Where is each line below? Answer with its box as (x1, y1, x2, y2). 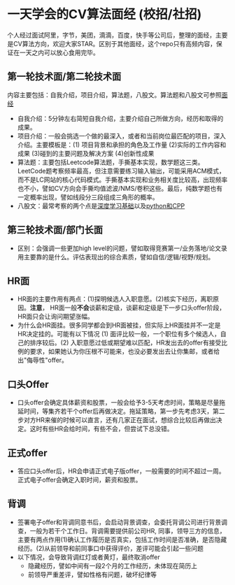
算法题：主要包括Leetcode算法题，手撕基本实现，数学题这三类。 (17, 158, 204, 166)
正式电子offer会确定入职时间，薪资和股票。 (17, 476, 142, 484)
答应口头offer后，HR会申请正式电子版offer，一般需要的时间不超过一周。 (17, 467, 225, 475)
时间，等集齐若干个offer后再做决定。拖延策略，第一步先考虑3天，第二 (23, 407, 225, 416)
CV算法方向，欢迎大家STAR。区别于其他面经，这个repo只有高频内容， (13, 39, 217, 48)
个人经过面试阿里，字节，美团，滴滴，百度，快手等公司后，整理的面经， (7, 31, 215, 39)
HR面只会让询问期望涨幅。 (17, 312, 94, 321)
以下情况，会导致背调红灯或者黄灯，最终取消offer (17, 553, 161, 561)
